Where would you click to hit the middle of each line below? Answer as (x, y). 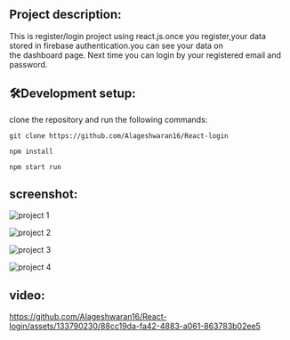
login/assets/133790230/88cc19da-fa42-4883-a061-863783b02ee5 (135, 326)
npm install (31, 151)
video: (27, 295)
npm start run (36, 167)
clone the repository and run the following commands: (109, 119)
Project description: (65, 15)
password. (28, 64)
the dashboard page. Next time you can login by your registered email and (145, 55)
